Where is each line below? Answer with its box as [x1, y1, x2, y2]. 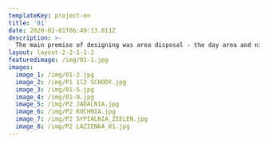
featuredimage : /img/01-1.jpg [8, 56, 109, 64]
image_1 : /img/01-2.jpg [15, 71, 94, 79]
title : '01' [8, 19, 48, 27]
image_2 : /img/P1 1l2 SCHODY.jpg [15, 78, 127, 86]
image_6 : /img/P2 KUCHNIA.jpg [15, 108, 116, 116]
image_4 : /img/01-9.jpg [15, 93, 94, 101]
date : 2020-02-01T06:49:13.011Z [8, 26, 116, 34]
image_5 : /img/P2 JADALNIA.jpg [15, 100, 120, 108]
